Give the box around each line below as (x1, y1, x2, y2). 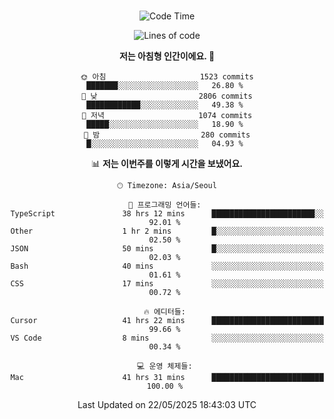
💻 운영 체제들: (137, 361, 193, 371)
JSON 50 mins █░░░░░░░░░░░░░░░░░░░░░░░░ (10, 244, 324, 254)
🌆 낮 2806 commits (81, 91, 253, 101)
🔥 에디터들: (143, 307, 186, 317)
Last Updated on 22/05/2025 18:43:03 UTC (77, 399, 257, 410)
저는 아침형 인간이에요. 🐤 (118, 50, 216, 62)
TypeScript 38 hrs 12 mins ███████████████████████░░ (10, 209, 324, 219)
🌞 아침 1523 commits (80, 72, 254, 82)
